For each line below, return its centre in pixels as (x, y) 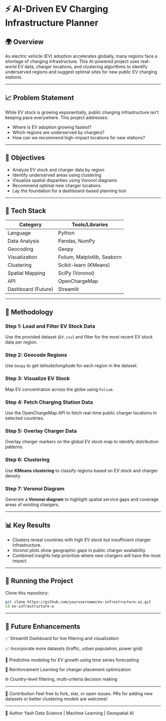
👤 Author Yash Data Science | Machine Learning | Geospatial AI (70, 713)
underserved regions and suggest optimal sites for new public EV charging (81, 72)
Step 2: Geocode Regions (36, 355)
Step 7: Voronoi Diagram (35, 488)
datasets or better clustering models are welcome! (56, 699)
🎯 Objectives (25, 158)
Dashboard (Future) (30, 289)
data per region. (21, 342)
